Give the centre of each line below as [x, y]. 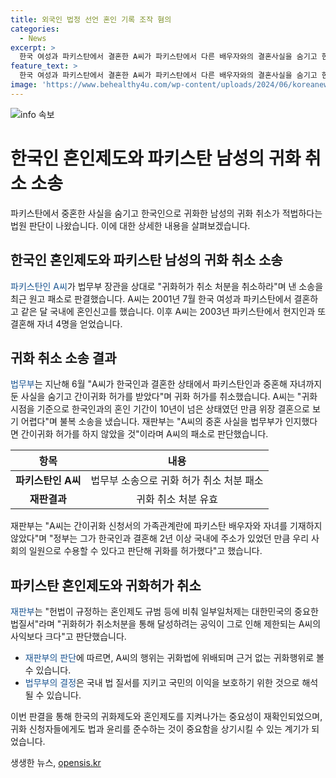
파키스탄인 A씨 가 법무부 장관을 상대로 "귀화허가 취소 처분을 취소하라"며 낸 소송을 [167, 286]
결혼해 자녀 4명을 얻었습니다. [66, 323]
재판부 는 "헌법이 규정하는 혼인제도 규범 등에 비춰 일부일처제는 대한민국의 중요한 [164, 612]
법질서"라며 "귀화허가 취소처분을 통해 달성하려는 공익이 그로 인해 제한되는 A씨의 [166, 624]
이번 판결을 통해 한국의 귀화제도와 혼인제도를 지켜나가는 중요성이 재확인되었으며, [166, 717]
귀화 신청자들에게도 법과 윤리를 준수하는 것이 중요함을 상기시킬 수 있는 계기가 [160, 729]
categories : [35, 29]
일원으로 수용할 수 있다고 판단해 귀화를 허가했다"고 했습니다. [145, 551]
